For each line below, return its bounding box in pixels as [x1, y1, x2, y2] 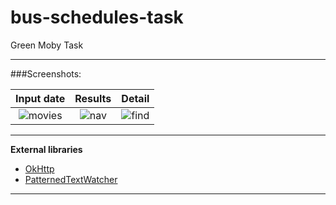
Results [74, 91, 112, 105]
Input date [15, 91, 66, 105]
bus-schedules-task [10, 6, 184, 29]
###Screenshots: [10, 67, 82, 80]
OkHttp [24, 162, 55, 175]
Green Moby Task [10, 39, 84, 51]
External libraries [10, 143, 83, 155]
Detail [121, 91, 150, 105]
